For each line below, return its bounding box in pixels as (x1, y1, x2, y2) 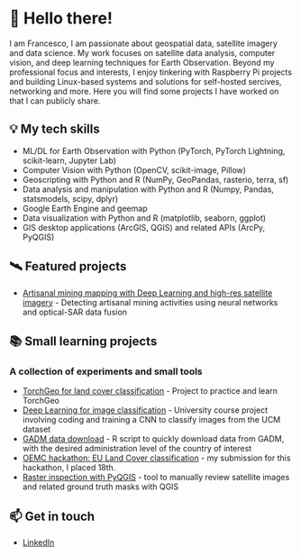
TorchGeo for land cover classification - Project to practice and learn (22, 386, 278, 396)
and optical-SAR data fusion (22, 306, 128, 317)
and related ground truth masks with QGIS (22, 481, 179, 492)
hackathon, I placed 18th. (22, 462, 116, 473)
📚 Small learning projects (9, 333, 158, 349)
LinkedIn (22, 537, 55, 548)
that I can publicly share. (9, 95, 101, 106)
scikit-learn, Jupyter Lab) (22, 155, 117, 166)
